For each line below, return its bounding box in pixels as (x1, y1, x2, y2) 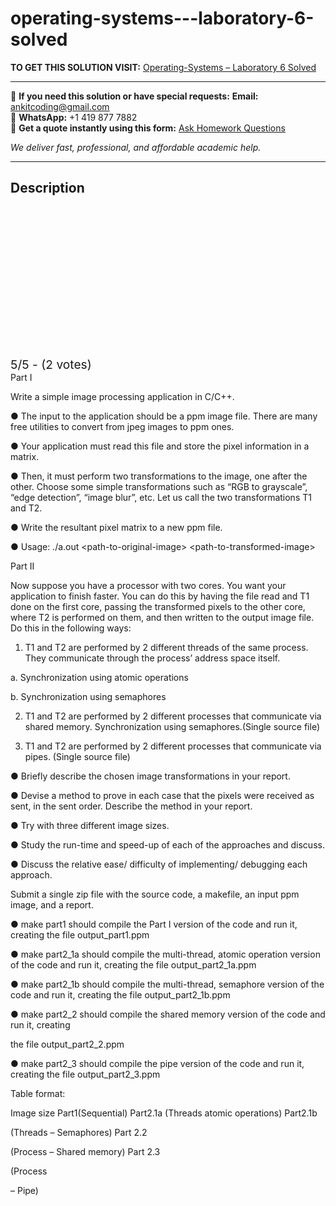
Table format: (10, 1087, 66, 1099)
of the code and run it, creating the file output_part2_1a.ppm (10, 958, 257, 971)
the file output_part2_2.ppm (10, 1038, 125, 1050)
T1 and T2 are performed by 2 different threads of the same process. (24, 641, 309, 653)
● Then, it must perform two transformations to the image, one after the (10, 470, 308, 482)
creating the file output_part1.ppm (10, 928, 150, 941)
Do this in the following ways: (10, 622, 132, 634)
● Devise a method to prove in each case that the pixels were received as (10, 789, 315, 801)
